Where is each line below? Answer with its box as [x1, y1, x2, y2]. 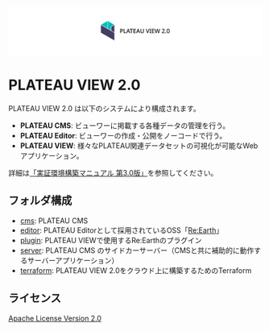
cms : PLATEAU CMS [19, 216, 89, 225]
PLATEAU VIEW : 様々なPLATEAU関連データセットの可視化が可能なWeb [19, 140, 259, 151]
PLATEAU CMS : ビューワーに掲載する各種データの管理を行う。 [19, 120, 230, 130]
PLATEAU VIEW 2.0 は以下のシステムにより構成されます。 [8, 103, 201, 113]
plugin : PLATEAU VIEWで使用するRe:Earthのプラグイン [19, 235, 203, 245]
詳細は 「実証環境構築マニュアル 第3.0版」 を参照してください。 [8, 168, 218, 177]
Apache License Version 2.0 [8, 313, 102, 323]
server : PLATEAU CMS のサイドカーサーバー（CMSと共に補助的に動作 [19, 245, 255, 255]
